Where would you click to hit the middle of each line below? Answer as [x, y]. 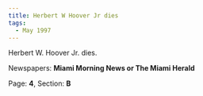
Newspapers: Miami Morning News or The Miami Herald [102, 68]
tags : [17, 23]
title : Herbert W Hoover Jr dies [63, 15]
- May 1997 [33, 30]
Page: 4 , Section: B [40, 83]
